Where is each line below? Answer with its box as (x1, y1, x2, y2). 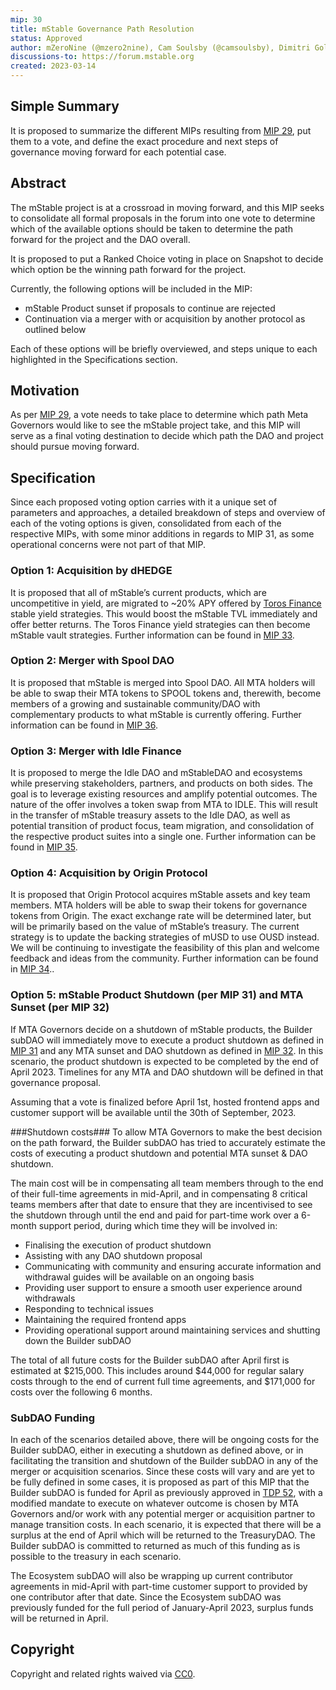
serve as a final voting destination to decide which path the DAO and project (10, 430, 324, 442)
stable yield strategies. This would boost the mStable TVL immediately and (10, 607, 318, 620)
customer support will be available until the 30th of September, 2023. (10, 1106, 297, 1118)
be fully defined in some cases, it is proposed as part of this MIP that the (10, 1476, 310, 1488)
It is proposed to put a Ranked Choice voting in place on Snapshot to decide (10, 252, 324, 265)
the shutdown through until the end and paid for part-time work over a (10, 1209, 300, 1221)
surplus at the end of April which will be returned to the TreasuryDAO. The (10, 1529, 316, 1541)
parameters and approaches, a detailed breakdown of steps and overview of (10, 507, 326, 519)
